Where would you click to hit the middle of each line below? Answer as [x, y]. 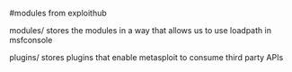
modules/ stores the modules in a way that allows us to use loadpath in [141, 30]
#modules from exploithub [58, 13]
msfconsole [31, 40]
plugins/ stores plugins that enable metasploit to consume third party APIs [146, 57]
